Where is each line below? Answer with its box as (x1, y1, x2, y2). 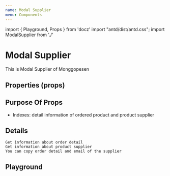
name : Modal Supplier (5, 7, 51, 13)
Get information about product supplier (5, 144, 93, 150)
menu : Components (5, 12, 42, 17)
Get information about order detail (5, 140, 83, 145)
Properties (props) (5, 81, 65, 90)
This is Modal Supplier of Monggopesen (5, 66, 90, 72)
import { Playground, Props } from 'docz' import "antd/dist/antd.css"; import (5, 26, 165, 32)
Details (5, 127, 28, 135)
